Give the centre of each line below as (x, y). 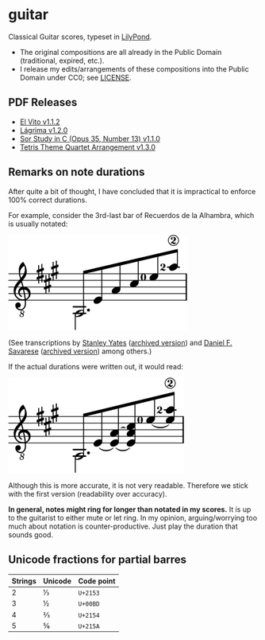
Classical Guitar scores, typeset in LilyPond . (80, 37)
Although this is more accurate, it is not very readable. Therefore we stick (128, 485)
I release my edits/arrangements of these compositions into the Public (134, 68)
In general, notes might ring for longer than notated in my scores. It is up (130, 509)
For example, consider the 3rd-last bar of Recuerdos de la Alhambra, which (131, 215)
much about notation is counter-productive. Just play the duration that (123, 526)
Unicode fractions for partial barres (98, 559)
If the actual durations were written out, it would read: (96, 366)
